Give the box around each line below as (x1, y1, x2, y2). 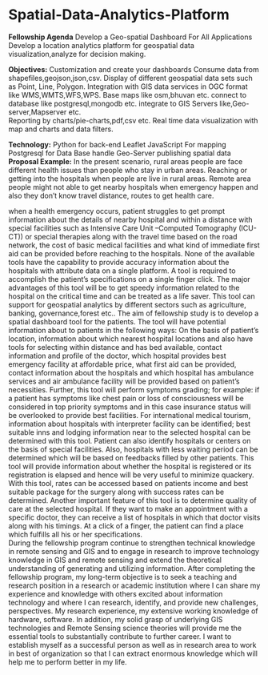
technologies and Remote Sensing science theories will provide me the (8, 623, 242, 633)
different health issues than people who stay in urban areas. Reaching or (8, 165, 248, 175)
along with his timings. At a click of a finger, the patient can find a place (8, 520, 244, 530)
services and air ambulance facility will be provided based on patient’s (8, 376, 240, 386)
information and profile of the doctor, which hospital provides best (8, 351, 226, 360)
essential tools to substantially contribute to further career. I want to (8, 631, 232, 641)
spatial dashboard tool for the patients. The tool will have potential (8, 316, 226, 326)
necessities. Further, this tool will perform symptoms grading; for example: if (8, 384, 260, 394)
